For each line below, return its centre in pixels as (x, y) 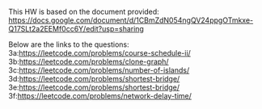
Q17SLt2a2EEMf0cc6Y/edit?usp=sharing (76, 29)
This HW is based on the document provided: (84, 12)
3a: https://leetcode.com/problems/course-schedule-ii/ (100, 53)
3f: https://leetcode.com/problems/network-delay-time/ (100, 96)
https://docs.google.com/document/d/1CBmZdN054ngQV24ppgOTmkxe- (131, 20)
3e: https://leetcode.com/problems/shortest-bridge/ (94, 87)
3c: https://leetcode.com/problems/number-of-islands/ (99, 70)
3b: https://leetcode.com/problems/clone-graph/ (89, 61)
